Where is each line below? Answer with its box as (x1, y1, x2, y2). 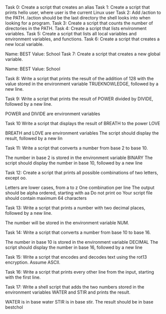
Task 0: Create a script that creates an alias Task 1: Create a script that (5, 4, 150, 10)
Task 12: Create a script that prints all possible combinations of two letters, (5, 169, 159, 175)
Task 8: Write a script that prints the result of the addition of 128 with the (5, 76, 154, 81)
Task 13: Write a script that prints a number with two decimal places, (5, 205, 146, 211)
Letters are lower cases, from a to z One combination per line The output (5, 184, 155, 190)
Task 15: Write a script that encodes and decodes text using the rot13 (5, 254, 147, 260)
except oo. (5, 175, 27, 181)
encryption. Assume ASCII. (5, 259, 61, 265)
